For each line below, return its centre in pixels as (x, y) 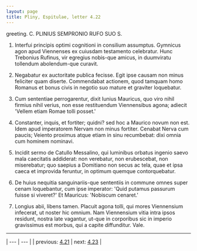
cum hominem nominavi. (44, 141)
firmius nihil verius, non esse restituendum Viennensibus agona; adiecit (101, 105)
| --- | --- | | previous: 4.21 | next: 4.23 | (54, 242)
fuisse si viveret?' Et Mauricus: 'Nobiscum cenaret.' (77, 195)
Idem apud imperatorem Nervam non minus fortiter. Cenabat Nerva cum (101, 129)
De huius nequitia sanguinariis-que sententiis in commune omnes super (101, 183)
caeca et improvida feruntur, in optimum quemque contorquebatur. (95, 171)
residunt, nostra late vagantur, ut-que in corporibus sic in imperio (93, 219)
